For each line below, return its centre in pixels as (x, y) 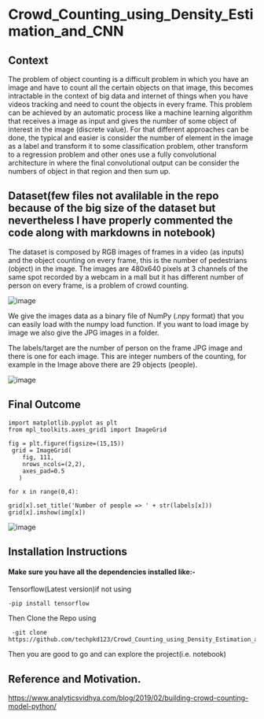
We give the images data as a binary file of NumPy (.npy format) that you (126, 316)
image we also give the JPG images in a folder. (84, 332)
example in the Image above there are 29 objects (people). (103, 365)
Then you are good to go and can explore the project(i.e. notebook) (117, 654)
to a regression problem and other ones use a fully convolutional (112, 154)
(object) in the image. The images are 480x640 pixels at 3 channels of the (128, 269)
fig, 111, (38, 457)
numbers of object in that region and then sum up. (89, 171)
